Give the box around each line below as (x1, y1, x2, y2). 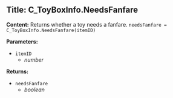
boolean (24, 86, 45, 93)
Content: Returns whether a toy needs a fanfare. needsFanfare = (6, 21, 168, 28)
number (24, 56, 44, 63)
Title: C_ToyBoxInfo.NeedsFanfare (6, 5, 138, 15)
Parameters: (6, 38, 38, 45)
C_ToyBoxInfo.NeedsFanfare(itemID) (6, 27, 96, 33)
